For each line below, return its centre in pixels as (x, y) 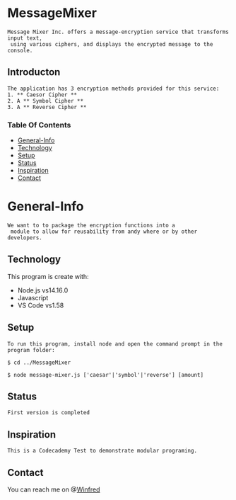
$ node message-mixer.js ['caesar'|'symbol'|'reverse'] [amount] (105, 375)
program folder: (31, 350)
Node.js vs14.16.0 (43, 290)
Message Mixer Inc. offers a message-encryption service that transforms (118, 32)
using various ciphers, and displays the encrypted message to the (112, 44)
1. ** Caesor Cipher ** (42, 95)
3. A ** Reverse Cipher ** (47, 107)
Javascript (33, 297)
